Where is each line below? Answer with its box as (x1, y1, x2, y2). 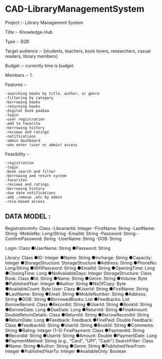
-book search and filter (5, 169, 56, 174)
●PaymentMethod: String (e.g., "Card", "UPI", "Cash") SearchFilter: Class (5, 337, 154, 343)
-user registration (5, 116, 45, 122)
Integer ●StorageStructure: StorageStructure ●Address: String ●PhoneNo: (5, 260, 158, 266)
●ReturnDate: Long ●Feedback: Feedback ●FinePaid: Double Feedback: (5, 317, 153, 323)
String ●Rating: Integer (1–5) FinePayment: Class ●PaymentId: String (5, 327, 145, 333)
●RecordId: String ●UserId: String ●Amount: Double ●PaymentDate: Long (5, 333, 157, 338)
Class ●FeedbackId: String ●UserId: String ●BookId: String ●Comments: (5, 322, 155, 328)
